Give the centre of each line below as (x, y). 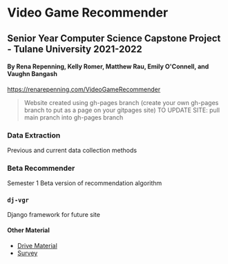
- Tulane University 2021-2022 (75, 49)
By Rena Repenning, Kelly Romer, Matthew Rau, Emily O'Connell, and (108, 66)
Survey (27, 253)
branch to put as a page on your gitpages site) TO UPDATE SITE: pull (122, 110)
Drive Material (37, 245)
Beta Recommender (41, 168)
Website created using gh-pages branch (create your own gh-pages (121, 102)
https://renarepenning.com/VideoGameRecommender (84, 89)
